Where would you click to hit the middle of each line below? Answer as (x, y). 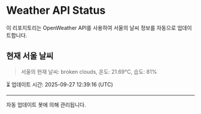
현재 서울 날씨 (30, 56)
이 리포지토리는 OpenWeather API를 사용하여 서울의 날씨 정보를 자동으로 (91, 28)
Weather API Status (56, 10)
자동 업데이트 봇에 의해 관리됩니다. (46, 104)
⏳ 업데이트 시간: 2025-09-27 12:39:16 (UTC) (60, 84)
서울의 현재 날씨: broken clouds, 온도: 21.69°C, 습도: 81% (89, 71)
